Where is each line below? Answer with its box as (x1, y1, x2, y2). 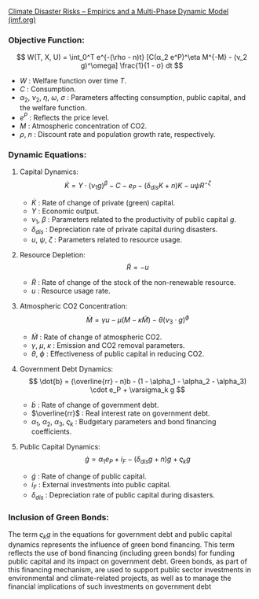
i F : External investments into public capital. (31, 480, 171, 491)
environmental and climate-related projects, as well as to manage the (8, 573, 232, 582)
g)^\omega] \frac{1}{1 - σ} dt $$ (80, 61, 184, 70)
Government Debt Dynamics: (19, 364, 114, 373)
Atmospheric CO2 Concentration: (19, 301, 128, 311)
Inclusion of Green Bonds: (8, 512, 110, 523)
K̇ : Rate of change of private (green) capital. (31, 198, 176, 207)
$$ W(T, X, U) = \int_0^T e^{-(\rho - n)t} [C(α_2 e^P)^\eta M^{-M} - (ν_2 (16, 53, 248, 62)
